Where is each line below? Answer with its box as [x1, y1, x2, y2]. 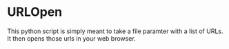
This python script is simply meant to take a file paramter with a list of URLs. [7, 27, 223, 35]
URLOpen [7, 4, 63, 20]
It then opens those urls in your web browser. [7, 34, 136, 42]
